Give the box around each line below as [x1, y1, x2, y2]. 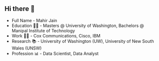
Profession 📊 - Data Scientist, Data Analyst [11, 50, 99, 56]
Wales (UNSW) [11, 45, 42, 51]
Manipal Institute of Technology [11, 27, 75, 34]
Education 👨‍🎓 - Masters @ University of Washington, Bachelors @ [11, 23, 144, 28]
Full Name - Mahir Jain [11, 17, 57, 23]
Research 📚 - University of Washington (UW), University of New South [11, 38, 154, 44]
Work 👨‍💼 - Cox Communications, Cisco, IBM [11, 33, 101, 38]
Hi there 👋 [4, 5, 35, 13]
